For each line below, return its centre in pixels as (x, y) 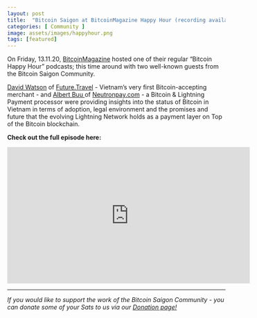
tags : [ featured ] (32, 39)
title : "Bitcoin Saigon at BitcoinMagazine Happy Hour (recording (107, 20)
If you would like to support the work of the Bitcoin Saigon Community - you (116, 300)
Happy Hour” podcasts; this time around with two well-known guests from (113, 67)
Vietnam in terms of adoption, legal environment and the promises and (108, 109)
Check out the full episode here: (54, 138)
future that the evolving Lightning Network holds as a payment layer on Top (115, 117)
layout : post (26, 14)
